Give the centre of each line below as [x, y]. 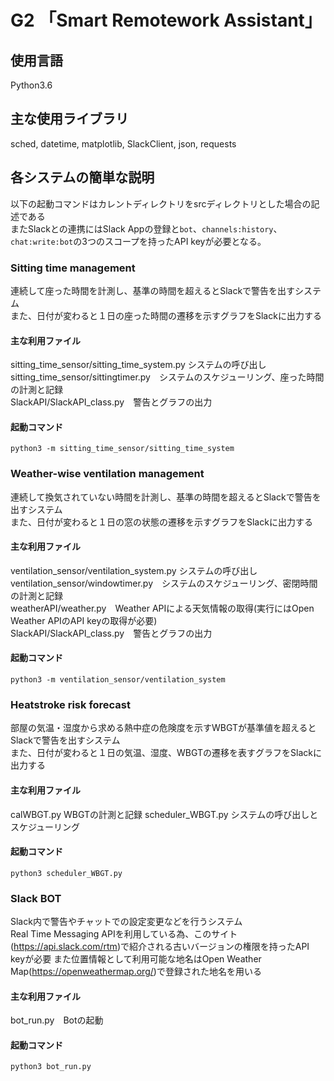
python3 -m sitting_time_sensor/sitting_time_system [122, 449]
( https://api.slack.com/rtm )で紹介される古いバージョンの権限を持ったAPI [160, 947]
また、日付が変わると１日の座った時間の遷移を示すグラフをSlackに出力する [166, 315]
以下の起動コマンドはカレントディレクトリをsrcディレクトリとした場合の [161, 203]
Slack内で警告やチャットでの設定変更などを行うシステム [126, 922]
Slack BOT [36, 898]
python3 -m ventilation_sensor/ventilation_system [118, 680]
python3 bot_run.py [51, 1067]
